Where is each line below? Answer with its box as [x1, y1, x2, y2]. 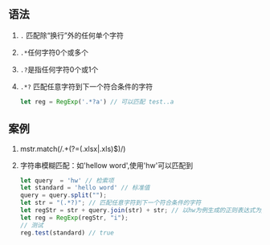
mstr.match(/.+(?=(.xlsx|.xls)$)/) [19, 144, 126, 153]
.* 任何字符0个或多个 [19, 47, 88, 57]
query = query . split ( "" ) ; [19, 191, 107, 199]
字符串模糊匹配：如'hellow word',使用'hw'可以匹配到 [19, 160, 194, 170]
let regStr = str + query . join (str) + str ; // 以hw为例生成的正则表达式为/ [19, 206, 265, 214]
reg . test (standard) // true [19, 228, 114, 237]
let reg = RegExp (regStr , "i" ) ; [19, 214, 129, 222]
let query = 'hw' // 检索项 [19, 176, 114, 185]
